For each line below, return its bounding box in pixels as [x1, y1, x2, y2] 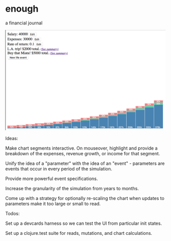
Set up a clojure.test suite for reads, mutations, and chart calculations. [5, 230, 153, 236]
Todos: [5, 211, 20, 217]
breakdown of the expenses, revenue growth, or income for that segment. [5, 151, 160, 157]
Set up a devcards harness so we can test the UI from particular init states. [5, 220, 162, 226]
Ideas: [5, 135, 18, 142]
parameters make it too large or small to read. [5, 201, 101, 207]
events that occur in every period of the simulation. [5, 166, 112, 172]
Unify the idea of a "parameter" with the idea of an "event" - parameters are [5, 160, 165, 166]
